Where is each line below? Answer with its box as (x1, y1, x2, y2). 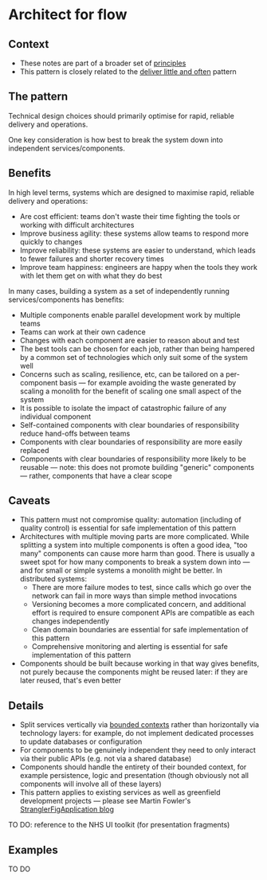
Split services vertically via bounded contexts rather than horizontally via (19, 720, 260, 729)
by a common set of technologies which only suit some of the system (19, 352, 249, 362)
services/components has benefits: (8, 295, 125, 304)
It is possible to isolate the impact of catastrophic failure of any (19, 403, 227, 413)
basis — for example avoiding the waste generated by (59, 377, 237, 387)
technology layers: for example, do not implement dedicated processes (19, 729, 254, 738)
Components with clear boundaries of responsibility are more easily (19, 436, 243, 447)
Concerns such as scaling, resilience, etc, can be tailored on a (19, 369, 225, 379)
